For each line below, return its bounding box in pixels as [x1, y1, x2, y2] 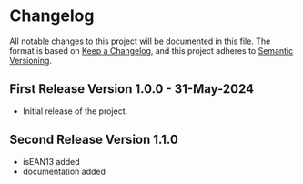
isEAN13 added [22, 156, 80, 167]
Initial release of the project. [22, 106, 128, 117]
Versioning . [9, 55, 53, 66]
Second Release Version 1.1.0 [9, 132, 179, 148]
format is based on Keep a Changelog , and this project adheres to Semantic [9, 45, 294, 56]
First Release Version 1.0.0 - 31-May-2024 [9, 81, 255, 97]
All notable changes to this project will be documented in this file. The [9, 36, 271, 46]
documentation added [22, 166, 106, 177]
